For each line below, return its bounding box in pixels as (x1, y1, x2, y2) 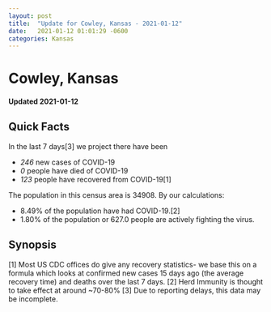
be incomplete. (8, 293, 58, 304)
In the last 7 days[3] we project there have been (8, 141, 168, 151)
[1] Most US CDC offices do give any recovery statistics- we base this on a (8, 259, 257, 269)
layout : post (8, 11, 53, 20)
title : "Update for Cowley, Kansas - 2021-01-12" (8, 19, 183, 28)
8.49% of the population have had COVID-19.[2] (19, 206, 180, 216)
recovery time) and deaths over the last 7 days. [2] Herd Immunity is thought (8, 276, 264, 286)
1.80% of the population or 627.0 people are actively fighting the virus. (19, 214, 255, 224)
